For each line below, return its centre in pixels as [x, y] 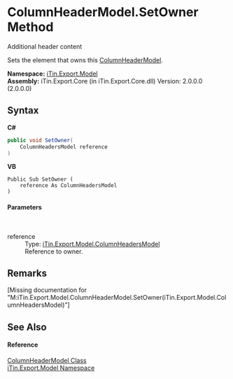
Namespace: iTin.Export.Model [52, 74]
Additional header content [45, 46]
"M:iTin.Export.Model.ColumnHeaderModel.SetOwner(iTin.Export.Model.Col [117, 298]
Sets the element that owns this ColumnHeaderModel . [85, 60]
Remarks [27, 273]
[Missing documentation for [47, 290]
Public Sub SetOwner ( [40, 179]
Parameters [24, 207]
